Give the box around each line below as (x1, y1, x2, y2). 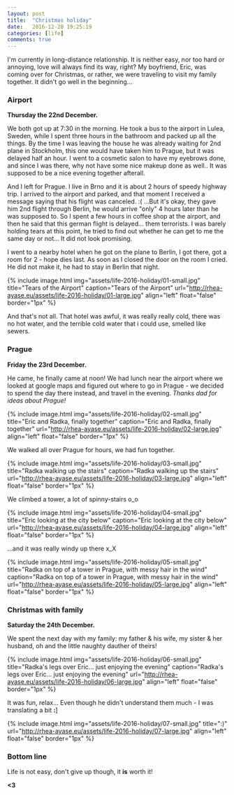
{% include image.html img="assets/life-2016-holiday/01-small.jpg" (7, 277, 201, 285)
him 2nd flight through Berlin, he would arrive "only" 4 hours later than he (7, 205, 219, 213)
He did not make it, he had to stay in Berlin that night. (7, 263, 160, 271)
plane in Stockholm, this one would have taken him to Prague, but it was (7, 147, 214, 155)
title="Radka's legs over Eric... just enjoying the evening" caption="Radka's (7, 663, 224, 671)
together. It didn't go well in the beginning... (7, 78, 133, 86)
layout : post (7, 10, 45, 17)
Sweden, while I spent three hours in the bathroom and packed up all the (7, 132, 217, 140)
